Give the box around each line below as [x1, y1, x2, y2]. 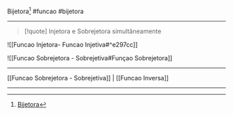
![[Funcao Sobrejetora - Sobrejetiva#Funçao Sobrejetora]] [7, 53, 173, 62]
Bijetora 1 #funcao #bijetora [7, 6, 85, 15]
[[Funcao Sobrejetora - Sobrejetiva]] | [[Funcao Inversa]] [7, 73, 169, 82]
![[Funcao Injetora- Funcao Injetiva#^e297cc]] [7, 40, 138, 48]
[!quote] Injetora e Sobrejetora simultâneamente [24, 27, 162, 35]
